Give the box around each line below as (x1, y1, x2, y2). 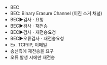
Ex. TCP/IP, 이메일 (10, 42, 47, 47)
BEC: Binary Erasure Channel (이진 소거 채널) (10, 10, 102, 16)
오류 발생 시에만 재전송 (10, 54, 55, 60)
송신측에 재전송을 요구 (10, 48, 54, 54)
